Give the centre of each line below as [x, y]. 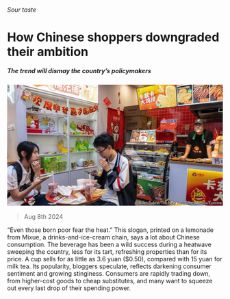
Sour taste [22, 10]
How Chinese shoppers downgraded [113, 37]
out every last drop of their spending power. [69, 288]
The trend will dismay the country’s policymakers [79, 71]
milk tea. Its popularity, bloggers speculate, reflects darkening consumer [110, 266]
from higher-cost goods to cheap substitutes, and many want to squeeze [110, 281]
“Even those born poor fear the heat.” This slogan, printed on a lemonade [111, 230]
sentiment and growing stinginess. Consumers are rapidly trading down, [109, 274]
